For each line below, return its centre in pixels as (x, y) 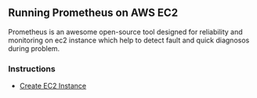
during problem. (34, 48)
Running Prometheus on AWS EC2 (93, 13)
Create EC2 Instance (53, 86)
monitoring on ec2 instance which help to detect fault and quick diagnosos (129, 40)
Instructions (32, 68)
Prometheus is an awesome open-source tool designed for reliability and (125, 31)
